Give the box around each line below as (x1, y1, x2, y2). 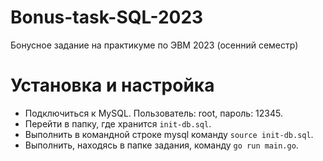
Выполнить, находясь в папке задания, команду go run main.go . (24, 139, 299, 151)
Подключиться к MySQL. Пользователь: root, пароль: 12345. (24, 107, 284, 119)
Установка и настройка (10, 74, 215, 97)
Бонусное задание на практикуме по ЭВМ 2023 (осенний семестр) (10, 39, 299, 51)
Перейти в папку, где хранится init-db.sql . (24, 117, 212, 130)
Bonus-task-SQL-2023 (10, 6, 204, 29)
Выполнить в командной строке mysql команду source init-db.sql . (24, 128, 314, 140)
